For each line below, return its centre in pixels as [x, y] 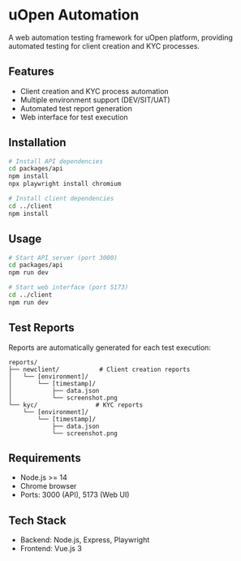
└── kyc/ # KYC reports [76, 405]
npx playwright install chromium [65, 184]
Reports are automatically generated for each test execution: [110, 347]
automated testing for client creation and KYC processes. [104, 45]
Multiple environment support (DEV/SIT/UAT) [95, 100]
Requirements [45, 457]
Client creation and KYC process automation [94, 91]
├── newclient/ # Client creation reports [99, 369]
